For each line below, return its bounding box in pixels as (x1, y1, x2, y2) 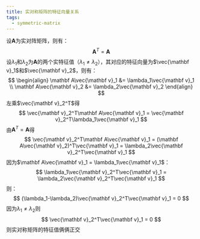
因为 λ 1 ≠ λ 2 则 (6, 205, 41, 214)
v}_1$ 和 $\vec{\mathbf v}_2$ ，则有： (6, 67, 98, 74)
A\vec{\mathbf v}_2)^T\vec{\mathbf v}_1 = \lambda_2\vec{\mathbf (19, 142, 183, 149)
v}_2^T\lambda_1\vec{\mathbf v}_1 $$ (55, 116, 148, 123)
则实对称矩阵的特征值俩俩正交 (6, 226, 80, 234)
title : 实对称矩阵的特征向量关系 (6, 8, 80, 15)
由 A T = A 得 (6, 125, 35, 133)
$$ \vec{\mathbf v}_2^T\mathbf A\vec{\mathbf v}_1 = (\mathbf (23, 136, 179, 143)
